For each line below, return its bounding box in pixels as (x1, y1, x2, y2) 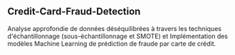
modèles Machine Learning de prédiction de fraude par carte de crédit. (7, 39, 216, 48)
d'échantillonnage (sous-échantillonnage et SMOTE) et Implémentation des (7, 32, 229, 40)
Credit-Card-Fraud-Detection (7, 6, 141, 18)
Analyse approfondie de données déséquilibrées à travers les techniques (7, 24, 222, 32)
